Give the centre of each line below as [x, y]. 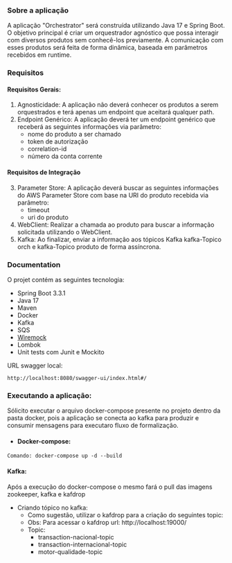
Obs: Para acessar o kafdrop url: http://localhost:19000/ [107, 522]
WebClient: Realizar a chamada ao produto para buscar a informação [116, 225]
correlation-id [47, 149]
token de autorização [58, 141]
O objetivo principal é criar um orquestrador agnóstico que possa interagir [113, 33]
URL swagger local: [35, 365]
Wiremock [32, 337]
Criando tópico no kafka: [52, 508]
